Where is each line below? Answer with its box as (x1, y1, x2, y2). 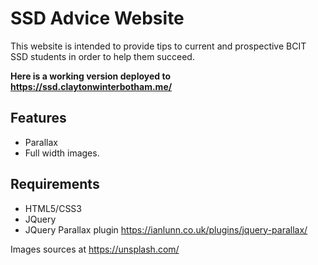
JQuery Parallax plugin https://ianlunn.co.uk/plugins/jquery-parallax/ (24, 223, 308, 236)
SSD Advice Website (10, 7, 185, 30)
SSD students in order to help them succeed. (10, 50, 195, 62)
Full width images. (24, 147, 100, 159)
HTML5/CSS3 (24, 202, 82, 214)
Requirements (10, 176, 100, 193)
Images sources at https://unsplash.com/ (10, 243, 180, 255)
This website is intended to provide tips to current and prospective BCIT (10, 40, 307, 52)
